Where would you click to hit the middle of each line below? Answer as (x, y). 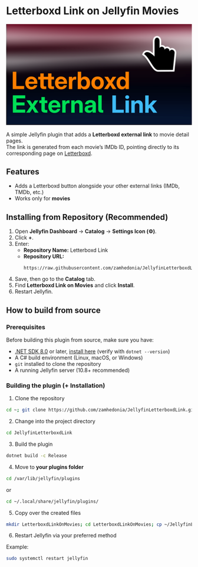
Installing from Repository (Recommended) (87, 217)
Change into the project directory (55, 422)
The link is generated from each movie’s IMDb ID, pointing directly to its (93, 147)
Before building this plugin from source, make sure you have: (80, 340)
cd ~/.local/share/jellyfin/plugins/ (52, 501)
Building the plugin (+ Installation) (56, 385)
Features (23, 172)
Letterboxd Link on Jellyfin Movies (93, 11)
